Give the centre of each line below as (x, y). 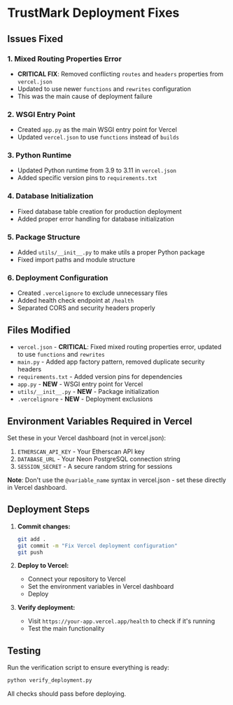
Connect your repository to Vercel (77, 579)
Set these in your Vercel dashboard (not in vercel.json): (87, 438)
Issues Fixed (35, 39)
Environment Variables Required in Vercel (100, 421)
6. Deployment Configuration (58, 278)
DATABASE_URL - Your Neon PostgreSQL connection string (99, 459)
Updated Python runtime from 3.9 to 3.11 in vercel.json (97, 170)
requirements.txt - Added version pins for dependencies (100, 377)
